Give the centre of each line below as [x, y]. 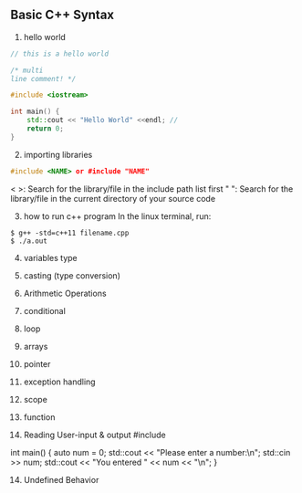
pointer [37, 363]
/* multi [27, 70]
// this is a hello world [59, 54]
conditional [45, 310]
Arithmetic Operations [65, 293]
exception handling [59, 382]
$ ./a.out [29, 241]
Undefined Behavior [61, 479]
